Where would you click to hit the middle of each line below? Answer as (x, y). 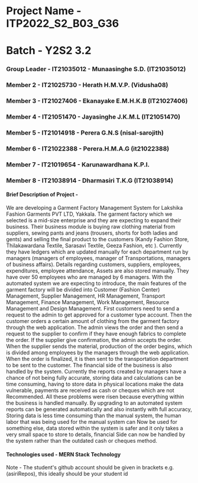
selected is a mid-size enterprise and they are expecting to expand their (94, 220)
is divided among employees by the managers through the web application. (98, 352)
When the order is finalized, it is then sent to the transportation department (97, 359)
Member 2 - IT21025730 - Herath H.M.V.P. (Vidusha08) (87, 85)
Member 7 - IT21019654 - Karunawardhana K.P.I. (78, 164)
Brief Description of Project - (42, 194)
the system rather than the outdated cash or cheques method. (82, 440)
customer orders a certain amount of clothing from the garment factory (93, 321)
